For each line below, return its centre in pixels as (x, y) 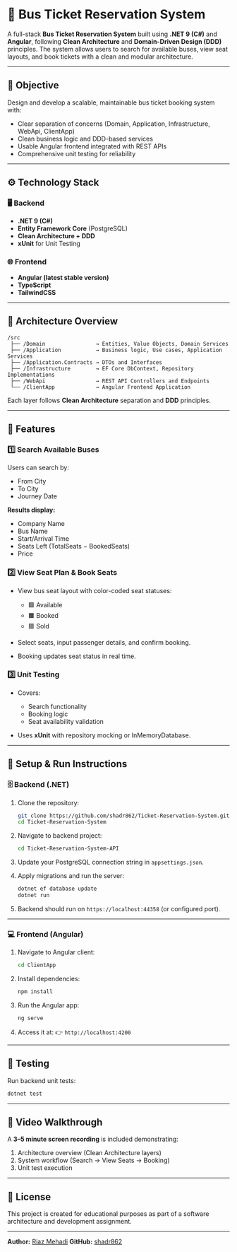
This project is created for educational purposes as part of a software (108, 1214)
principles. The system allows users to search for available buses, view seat (117, 49)
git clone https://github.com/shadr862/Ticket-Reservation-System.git (123, 816)
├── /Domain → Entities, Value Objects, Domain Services (120, 344)
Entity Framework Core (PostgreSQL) (73, 228)
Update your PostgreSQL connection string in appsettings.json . (111, 862)
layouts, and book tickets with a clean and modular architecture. (101, 57)
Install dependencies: (49, 979)
